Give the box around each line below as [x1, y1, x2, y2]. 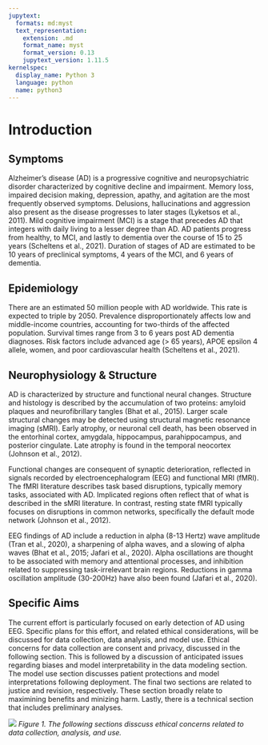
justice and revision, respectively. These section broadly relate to [8, 685, 222, 695]
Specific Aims [8, 596, 80, 610]
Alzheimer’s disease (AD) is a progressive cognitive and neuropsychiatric [8, 173, 250, 183]
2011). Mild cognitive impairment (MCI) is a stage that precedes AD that [8, 216, 243, 225]
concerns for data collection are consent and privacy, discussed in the [8, 643, 241, 652]
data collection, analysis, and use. [8, 727, 122, 737]
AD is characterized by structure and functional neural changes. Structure [8, 389, 252, 399]
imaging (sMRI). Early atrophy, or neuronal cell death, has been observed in [8, 424, 258, 432]
